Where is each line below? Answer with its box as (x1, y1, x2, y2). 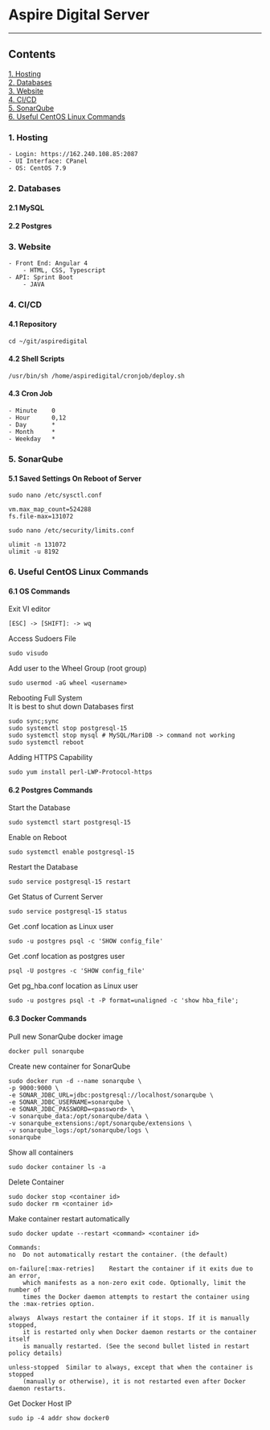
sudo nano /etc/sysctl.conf (8, 491, 103, 500)
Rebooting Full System (8, 693, 83, 703)
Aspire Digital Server (8, 6, 150, 24)
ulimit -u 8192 (8, 548, 59, 556)
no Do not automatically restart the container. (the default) (8, 1250, 228, 1258)
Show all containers (8, 1147, 74, 1157)
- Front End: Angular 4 (8, 259, 88, 267)
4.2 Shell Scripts (8, 354, 65, 364)
